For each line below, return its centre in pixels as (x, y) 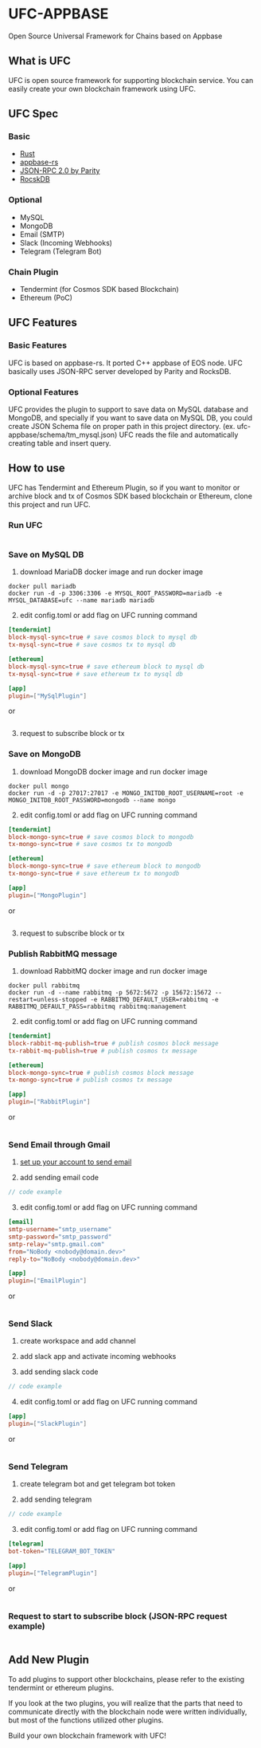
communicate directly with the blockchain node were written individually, (128, 1711)
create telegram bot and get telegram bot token (97, 1484)
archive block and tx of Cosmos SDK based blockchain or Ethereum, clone (130, 496)
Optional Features (44, 392)
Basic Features (38, 345)
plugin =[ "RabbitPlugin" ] (49, 1102)
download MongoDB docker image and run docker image (114, 771)
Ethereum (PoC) (46, 298)
